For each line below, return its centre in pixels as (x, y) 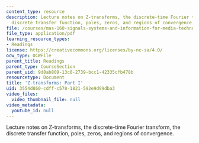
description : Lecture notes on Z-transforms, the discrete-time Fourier (98, 17)
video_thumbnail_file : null (46, 99)
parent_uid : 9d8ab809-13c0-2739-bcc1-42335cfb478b (70, 72)
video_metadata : (26, 105)
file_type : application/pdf (41, 34)
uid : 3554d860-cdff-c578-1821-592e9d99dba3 (61, 89)
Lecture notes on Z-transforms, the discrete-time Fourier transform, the (93, 127)
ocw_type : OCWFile (29, 56)
